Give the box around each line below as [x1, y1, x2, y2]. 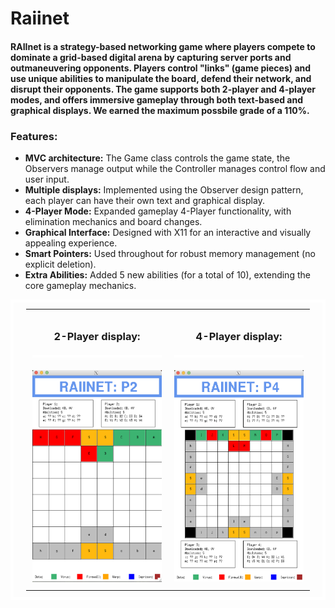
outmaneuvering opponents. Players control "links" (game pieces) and [10, 62, 312, 74]
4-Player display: [195, 330, 283, 343]
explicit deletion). [24, 258, 97, 271]
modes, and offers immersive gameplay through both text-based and [10, 93, 304, 106]
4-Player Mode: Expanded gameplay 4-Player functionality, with [24, 205, 292, 217]
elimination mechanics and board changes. [24, 216, 203, 228]
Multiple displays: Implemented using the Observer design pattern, [24, 184, 304, 196]
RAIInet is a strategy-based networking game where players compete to [10, 40, 316, 52]
